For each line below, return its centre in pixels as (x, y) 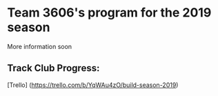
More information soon (40, 46)
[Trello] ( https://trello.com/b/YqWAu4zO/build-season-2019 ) (93, 85)
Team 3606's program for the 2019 (109, 13)
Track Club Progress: (53, 68)
